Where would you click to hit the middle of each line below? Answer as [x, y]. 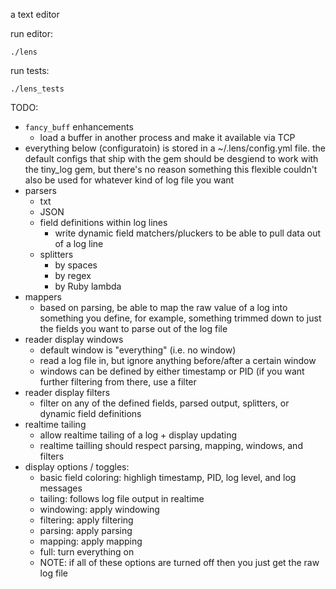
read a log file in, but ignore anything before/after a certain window [178, 360]
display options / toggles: [77, 467]
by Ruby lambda [88, 286]
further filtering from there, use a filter [118, 382]
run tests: [30, 70]
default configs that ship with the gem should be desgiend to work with [171, 158]
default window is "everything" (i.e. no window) [138, 350]
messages [61, 488]
